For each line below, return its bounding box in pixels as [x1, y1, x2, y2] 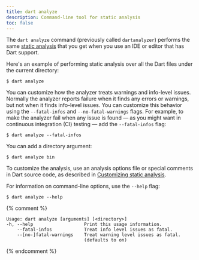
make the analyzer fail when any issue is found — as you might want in [6, 114, 181, 121]
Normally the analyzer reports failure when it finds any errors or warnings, [6, 95, 189, 102]
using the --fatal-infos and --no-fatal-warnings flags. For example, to [6, 108, 184, 115]
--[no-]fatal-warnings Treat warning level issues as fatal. [17, 232, 181, 238]
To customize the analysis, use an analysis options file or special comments [6, 165, 194, 172]
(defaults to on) [83, 237, 128, 243]
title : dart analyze [6, 8, 58, 15]
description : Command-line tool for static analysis [6, 14, 141, 20]
